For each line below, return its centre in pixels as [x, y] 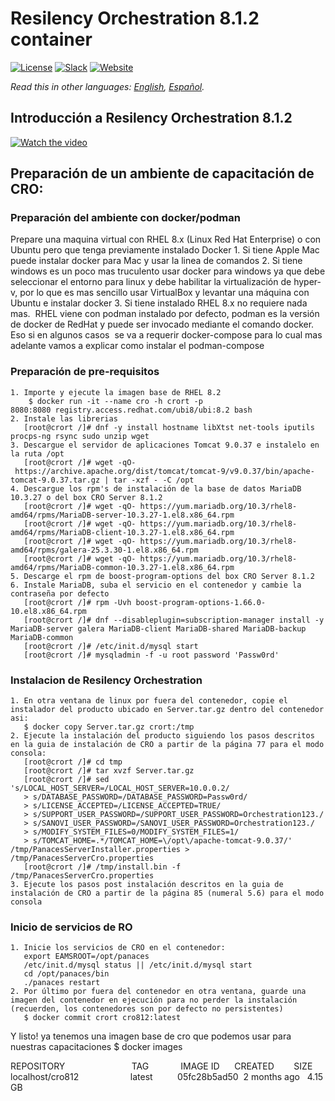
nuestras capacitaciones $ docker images [96, 1047]
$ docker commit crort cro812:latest [102, 1018]
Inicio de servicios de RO [71, 927]
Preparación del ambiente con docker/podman [125, 218]
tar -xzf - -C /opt [154, 480]
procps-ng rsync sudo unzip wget [80, 436]
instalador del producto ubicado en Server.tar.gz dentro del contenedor [167, 710]
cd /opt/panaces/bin [66, 974]
